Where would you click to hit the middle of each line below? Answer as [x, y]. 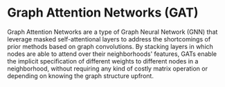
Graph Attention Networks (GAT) [103, 13]
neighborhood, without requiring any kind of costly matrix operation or [107, 68]
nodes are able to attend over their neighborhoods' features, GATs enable [112, 54]
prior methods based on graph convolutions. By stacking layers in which [110, 46]
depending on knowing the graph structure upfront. [81, 76]
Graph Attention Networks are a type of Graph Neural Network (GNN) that [112, 32]
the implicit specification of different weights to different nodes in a [103, 61]
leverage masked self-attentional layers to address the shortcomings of [109, 39]
